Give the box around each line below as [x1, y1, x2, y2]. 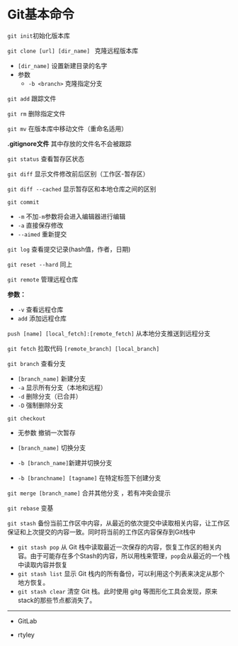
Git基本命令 [7, 6, 74, 23]
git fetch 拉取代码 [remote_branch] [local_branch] [7, 344, 160, 352]
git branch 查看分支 [7, 359, 66, 367]
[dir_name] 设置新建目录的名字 [17, 61, 108, 69]
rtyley [17, 630, 35, 639]
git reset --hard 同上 [7, 260, 73, 268]
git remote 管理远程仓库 [7, 274, 79, 284]
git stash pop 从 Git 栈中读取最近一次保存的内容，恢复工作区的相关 [17, 542, 216, 551]
